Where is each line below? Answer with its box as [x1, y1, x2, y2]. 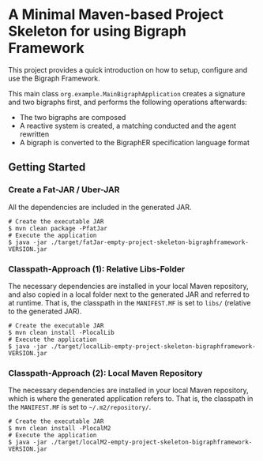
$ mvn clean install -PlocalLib [8, 328, 115, 336]
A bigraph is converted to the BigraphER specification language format [19, 137, 250, 147]
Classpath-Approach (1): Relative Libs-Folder [8, 263, 186, 274]
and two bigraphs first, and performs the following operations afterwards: [8, 97, 247, 107]
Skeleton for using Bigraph [8, 22, 187, 40]
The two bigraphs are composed [19, 112, 126, 122]
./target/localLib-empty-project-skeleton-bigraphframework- [50, 342, 257, 350]
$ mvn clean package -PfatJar [8, 224, 108, 232]
